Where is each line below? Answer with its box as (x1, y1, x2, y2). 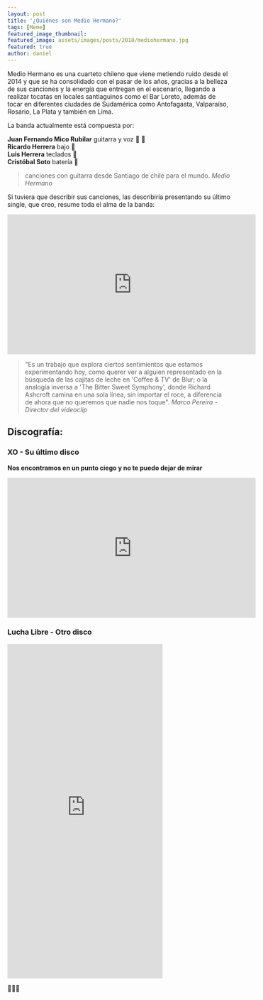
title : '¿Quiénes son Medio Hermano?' (7, 17, 122, 24)
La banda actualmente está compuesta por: (7, 121, 135, 129)
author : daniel (7, 50, 52, 58)
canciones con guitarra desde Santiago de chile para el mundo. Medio (24, 171, 230, 180)
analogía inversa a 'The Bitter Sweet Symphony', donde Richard (24, 382, 211, 391)
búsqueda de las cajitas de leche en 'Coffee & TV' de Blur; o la (24, 375, 208, 384)
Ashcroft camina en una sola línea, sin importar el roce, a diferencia (24, 390, 222, 399)
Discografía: (7, 426, 64, 438)
